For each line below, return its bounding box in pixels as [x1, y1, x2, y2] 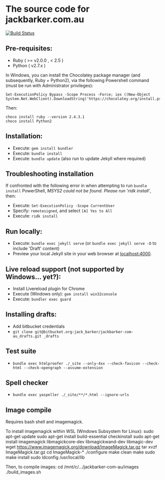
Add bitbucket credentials [12, 323, 65, 329]
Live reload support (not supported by [5, 265, 124, 273]
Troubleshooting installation [5, 169, 94, 178]
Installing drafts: [5, 310, 57, 319]
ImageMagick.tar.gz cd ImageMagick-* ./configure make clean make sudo [5, 449, 155, 455]
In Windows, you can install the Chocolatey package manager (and [5, 72, 141, 78]
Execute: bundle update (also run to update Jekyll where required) [12, 156, 146, 161]
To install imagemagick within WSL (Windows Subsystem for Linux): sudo [5, 428, 154, 434]
